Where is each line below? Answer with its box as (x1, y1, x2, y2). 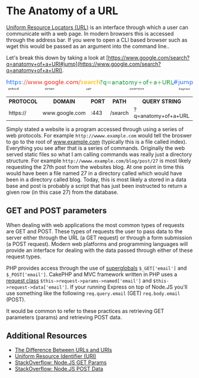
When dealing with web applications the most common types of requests (6, 221, 185, 229)
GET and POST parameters (6, 206, 107, 216)
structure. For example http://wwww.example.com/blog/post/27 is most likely (6, 157, 191, 164)
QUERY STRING (142, 98, 182, 105)
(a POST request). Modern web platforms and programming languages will (6, 240, 188, 247)
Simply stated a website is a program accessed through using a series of (6, 126, 184, 133)
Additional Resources (6, 331, 87, 341)
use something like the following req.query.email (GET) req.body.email (6, 289, 181, 297)
